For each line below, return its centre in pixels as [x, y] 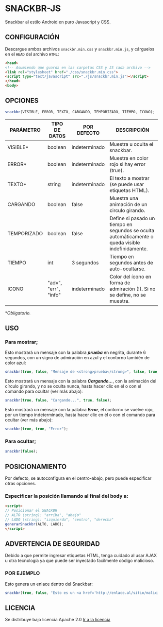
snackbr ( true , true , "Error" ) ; [37, 429]
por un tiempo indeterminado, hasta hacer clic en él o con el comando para [80, 415]
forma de [120, 282]
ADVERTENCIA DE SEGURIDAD [53, 544]
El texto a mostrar [130, 178]
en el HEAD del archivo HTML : [32, 54]
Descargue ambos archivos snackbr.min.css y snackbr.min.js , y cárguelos [80, 49]
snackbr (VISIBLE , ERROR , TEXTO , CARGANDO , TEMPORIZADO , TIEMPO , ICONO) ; [80, 112]
